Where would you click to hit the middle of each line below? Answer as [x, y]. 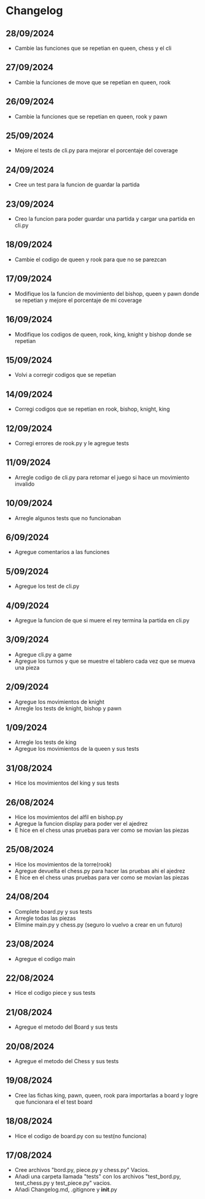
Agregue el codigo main [45, 959]
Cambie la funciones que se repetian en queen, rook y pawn [91, 116]
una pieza [27, 667]
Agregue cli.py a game [43, 654]
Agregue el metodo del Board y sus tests [66, 1027]
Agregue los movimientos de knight [60, 702]
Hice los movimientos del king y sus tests [67, 783]
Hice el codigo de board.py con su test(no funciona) [81, 1136]
